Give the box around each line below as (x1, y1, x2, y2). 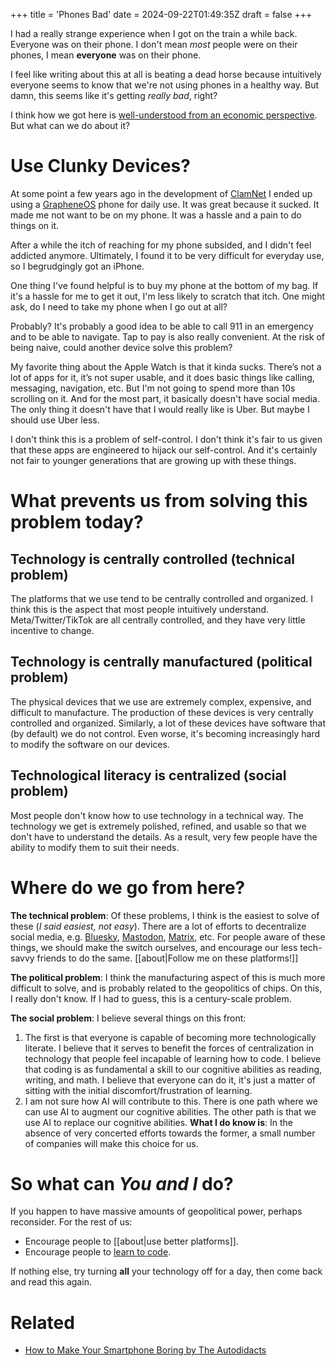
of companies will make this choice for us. (24, 1137, 199, 1149)
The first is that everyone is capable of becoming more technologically (24, 1031, 317, 1043)
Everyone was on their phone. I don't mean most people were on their (10, 39, 298, 50)
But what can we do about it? (10, 120, 131, 131)
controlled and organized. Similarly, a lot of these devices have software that (10, 717, 326, 729)
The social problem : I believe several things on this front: (10, 1012, 247, 1024)
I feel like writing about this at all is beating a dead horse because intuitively (10, 69, 322, 80)
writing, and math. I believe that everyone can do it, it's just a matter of (24, 1074, 316, 1086)
